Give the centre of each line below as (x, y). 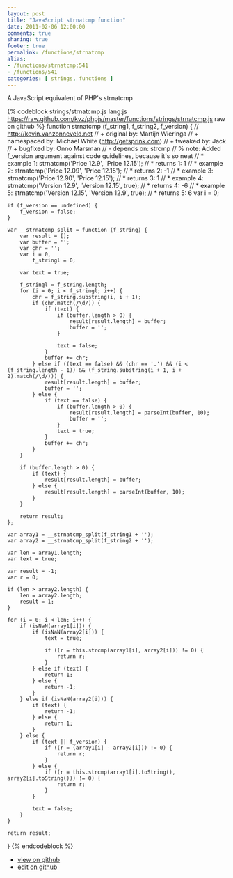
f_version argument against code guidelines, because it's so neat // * (105, 156)
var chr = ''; (40, 249)
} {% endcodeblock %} (40, 846)
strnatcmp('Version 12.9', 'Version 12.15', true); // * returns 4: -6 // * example (116, 186)
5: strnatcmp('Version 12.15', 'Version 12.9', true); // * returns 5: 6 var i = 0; (113, 193)
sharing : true (28, 40)
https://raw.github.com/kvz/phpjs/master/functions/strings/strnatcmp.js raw (116, 119)
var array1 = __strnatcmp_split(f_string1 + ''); (81, 535)
